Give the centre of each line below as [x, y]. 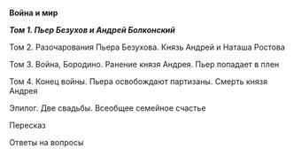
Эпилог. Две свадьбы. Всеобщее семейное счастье [108, 108]
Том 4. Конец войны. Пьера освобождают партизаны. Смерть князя [139, 82]
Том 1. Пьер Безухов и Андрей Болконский [92, 30]
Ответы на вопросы [46, 142]
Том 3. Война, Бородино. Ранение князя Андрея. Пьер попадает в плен [144, 64]
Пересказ [27, 125]
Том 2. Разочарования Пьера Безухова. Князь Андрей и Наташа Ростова [147, 47]
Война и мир [34, 13]
